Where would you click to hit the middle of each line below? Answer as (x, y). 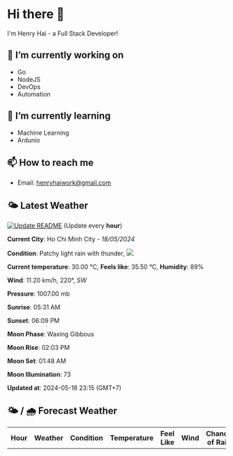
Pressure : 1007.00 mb (39, 294)
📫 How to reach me (51, 162)
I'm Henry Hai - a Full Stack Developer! (63, 33)
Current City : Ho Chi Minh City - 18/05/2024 (71, 239)
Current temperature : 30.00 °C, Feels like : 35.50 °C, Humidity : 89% (106, 267)
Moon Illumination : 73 (39, 375)
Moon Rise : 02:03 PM (38, 348)
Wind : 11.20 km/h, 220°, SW (47, 280)
